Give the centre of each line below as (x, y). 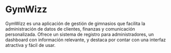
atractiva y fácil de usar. (31, 45)
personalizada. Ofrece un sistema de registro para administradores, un (80, 34)
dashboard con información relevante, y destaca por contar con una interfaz (86, 40)
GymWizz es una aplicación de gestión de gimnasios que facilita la (75, 23)
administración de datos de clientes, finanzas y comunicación (70, 29)
